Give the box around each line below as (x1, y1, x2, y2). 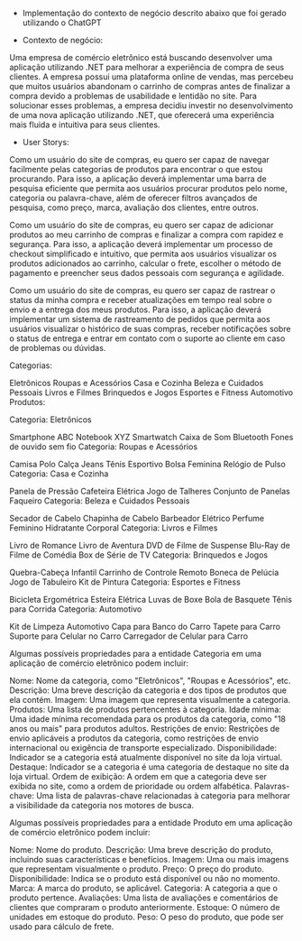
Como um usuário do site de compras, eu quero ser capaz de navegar (9, 154, 270, 165)
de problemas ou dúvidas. (9, 343, 106, 353)
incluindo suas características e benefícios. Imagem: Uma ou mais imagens (9, 854, 289, 864)
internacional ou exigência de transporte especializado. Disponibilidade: (9, 743, 278, 752)
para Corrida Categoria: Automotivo (9, 604, 142, 614)
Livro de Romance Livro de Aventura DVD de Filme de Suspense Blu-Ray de (9, 540, 290, 550)
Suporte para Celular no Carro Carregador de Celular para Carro (9, 631, 249, 641)
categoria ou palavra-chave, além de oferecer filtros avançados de (9, 193, 258, 203)
